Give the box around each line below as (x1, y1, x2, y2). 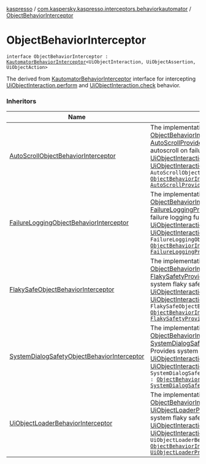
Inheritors (6, 96, 37, 105)
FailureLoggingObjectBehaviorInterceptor (9, 218, 129, 227)
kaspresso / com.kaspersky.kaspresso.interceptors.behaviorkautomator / (6, 6, 191, 12)
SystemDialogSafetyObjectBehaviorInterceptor (9, 352, 145, 361)
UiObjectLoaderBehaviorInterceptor (9, 419, 113, 428)
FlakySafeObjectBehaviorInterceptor (9, 285, 115, 294)
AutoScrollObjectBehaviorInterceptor (9, 152, 116, 160)
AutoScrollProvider (150, 138, 205, 147)
